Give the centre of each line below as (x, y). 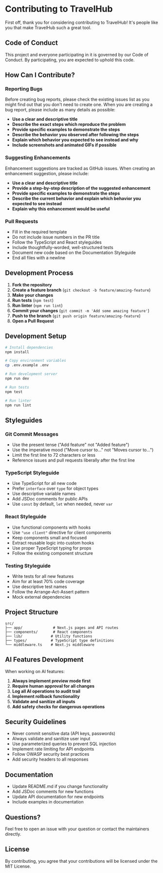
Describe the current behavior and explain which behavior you (76, 198)
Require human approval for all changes (53, 686)
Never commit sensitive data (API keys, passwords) (64, 733)
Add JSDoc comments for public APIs (50, 499)
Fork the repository (32, 285)
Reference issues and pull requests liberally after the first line (73, 460)
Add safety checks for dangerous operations (58, 707)
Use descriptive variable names (44, 494)
